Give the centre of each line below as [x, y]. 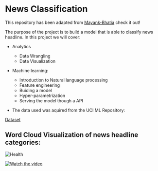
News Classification [46, 9]
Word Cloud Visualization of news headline [72, 135]
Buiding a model [35, 90]
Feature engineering [40, 85]
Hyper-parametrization [42, 95]
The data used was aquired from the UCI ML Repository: [69, 110]
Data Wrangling [35, 56]
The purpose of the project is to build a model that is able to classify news [79, 32]
